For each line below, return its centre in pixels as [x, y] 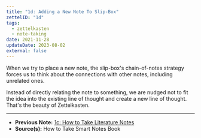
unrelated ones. [25, 80]
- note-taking [29, 34]
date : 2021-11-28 [28, 40]
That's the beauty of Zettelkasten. [48, 105]
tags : [13, 23]
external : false [26, 51]
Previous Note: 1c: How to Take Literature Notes [74, 122]
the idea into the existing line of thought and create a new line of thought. [97, 98]
